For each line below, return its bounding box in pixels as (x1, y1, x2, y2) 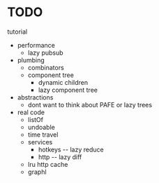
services (27, 137, 53, 146)
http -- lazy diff (38, 152, 82, 161)
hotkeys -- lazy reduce (38, 145, 104, 154)
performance (17, 41, 56, 49)
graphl (27, 168, 47, 176)
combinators (27, 63, 64, 72)
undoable (27, 123, 56, 131)
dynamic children (38, 78, 89, 86)
